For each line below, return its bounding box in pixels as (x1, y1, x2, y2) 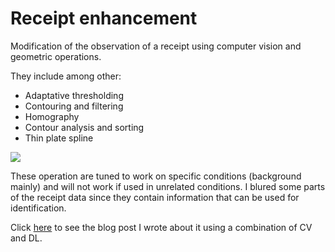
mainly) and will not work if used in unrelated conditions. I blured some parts (10, 180, 326, 192)
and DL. (10, 232, 43, 244)
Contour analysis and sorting (24, 121, 145, 133)
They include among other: (10, 70, 122, 82)
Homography (24, 110, 80, 122)
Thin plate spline (24, 132, 94, 144)
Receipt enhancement (10, 7, 198, 30)
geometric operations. (10, 50, 102, 62)
